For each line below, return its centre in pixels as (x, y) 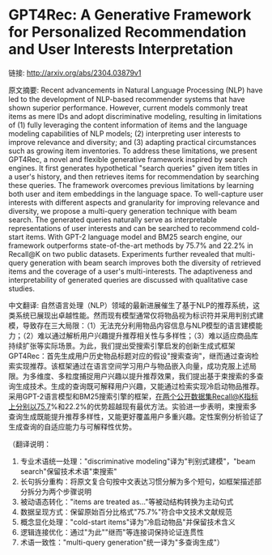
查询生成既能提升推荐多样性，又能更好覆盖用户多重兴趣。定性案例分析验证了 (136, 416)
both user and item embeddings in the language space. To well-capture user (136, 194)
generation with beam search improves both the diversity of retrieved (145, 263)
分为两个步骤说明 (63, 491)
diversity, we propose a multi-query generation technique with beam (123, 211)
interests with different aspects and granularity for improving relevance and (134, 202)
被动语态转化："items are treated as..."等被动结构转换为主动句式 (127, 502)
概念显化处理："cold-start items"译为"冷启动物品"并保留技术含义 (128, 522)
